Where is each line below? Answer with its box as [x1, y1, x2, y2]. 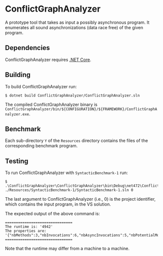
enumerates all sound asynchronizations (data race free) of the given [5, 24, 143, 30]
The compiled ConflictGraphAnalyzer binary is [5, 101, 98, 107]
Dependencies [5, 44, 50, 52]
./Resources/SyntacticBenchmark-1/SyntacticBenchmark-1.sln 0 [5, 188, 133, 192]
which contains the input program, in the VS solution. [5, 201, 111, 207]
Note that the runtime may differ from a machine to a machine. [5, 246, 130, 252]
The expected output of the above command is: [5, 211, 100, 217]
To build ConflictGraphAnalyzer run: [5, 83, 77, 89]
